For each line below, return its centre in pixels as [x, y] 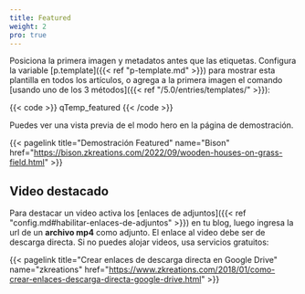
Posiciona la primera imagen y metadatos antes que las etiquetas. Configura [153, 61]
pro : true [28, 35]
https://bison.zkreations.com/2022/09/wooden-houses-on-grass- [158, 152]
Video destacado [59, 191]
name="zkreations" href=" [59, 269]
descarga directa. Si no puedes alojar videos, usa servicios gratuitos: [139, 242]
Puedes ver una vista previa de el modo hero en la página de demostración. [152, 125]
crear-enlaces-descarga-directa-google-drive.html [105, 279]
